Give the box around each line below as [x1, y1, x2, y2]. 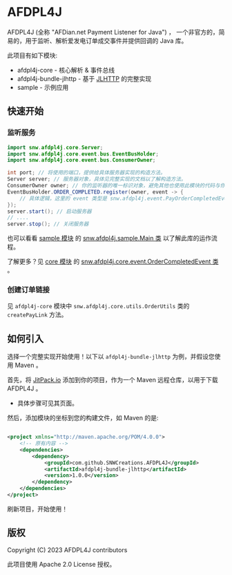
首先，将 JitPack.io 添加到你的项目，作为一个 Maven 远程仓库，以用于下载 [7, 376, 219, 384]
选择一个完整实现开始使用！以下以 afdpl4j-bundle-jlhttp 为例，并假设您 [7, 352, 215, 361]
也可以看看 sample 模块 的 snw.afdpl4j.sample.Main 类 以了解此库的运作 [7, 234, 212, 243]
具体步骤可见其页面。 [17, 399, 78, 408]
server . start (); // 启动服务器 [7, 208, 92, 215]
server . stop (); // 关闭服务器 [7, 220, 89, 228]
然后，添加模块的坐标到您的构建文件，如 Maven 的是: [7, 414, 159, 422]
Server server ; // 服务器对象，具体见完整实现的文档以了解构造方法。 [7, 176, 186, 183]
